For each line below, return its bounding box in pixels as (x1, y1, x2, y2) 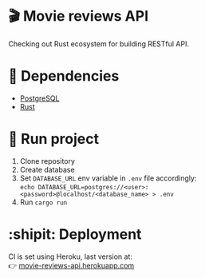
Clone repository (19, 156, 76, 165)
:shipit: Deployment (8, 225, 142, 243)
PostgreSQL (19, 93, 60, 103)
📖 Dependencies (8, 67, 120, 85)
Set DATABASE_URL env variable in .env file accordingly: (19, 173, 197, 183)
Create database (19, 165, 75, 174)
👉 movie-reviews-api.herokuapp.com (8, 260, 135, 270)
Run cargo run (19, 197, 68, 207)
